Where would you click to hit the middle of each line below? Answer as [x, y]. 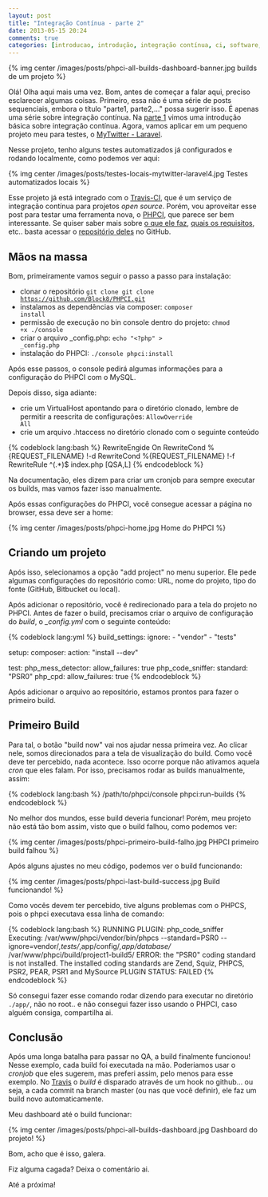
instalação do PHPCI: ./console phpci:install [97, 353]
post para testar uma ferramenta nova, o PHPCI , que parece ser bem [121, 215]
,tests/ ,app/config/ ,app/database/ [115, 946]
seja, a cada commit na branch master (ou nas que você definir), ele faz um [132, 1091]
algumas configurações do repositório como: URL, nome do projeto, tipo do [132, 580]
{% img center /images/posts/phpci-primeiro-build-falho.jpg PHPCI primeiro [134, 842]
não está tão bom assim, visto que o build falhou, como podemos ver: [123, 826]
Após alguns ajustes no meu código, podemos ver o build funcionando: [126, 866]
